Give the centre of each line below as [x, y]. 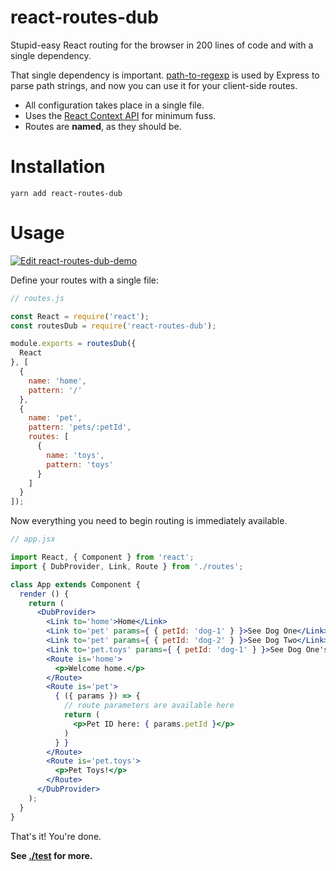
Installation [58, 167]
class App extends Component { [75, 584]
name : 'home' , [57, 381]
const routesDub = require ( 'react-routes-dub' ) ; [113, 326]
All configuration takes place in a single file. [114, 105]
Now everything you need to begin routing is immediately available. [149, 521]
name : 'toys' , [75, 455]
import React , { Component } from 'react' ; [102, 557]
